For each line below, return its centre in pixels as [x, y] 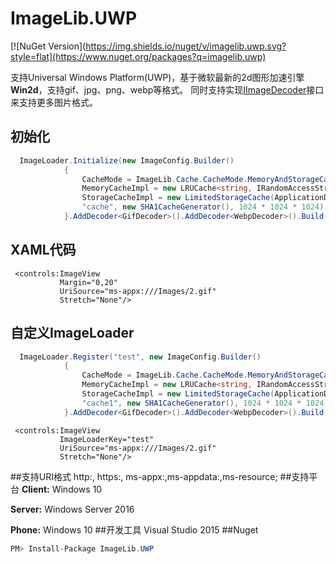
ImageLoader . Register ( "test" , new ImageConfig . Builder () [140, 357]
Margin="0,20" [88, 282]
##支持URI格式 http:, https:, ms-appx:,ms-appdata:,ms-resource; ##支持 [160, 476]
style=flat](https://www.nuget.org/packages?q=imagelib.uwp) [138, 56]
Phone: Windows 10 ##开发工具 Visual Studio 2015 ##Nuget [134, 529]
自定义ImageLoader [72, 333]
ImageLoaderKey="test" [107, 439]
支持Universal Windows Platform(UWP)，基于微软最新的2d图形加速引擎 [157, 77]
